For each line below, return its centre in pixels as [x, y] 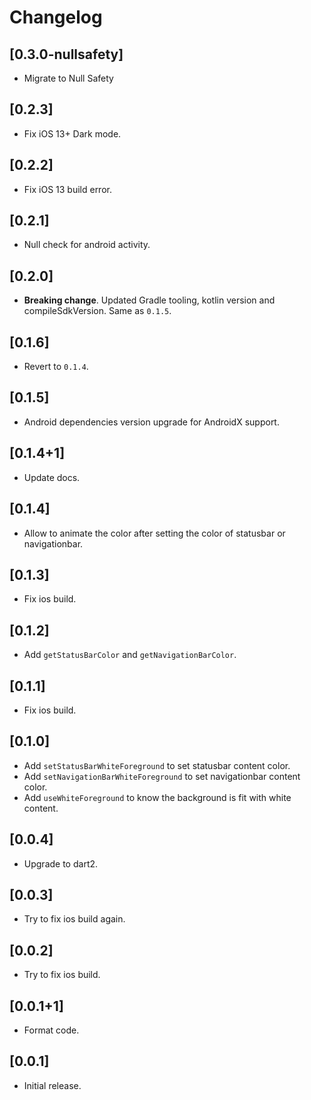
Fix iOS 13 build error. [67, 189]
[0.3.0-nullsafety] [66, 54]
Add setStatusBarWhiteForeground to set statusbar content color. [157, 765]
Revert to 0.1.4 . [56, 367]
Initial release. [52, 1085]
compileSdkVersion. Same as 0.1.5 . [97, 311]
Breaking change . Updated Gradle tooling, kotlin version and [149, 300]
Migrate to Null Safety [68, 78]
